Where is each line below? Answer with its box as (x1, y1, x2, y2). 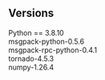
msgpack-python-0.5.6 (8, 36, 85, 46)
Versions (8, 6, 55, 20)
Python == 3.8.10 (8, 27, 64, 37)
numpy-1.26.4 (8, 62, 55, 72)
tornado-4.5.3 (8, 53, 55, 63)
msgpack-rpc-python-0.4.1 (8, 44, 98, 55)
